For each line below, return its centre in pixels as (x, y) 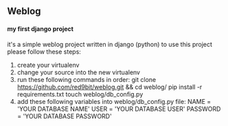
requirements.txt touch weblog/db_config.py (80, 94)
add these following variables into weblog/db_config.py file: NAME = (114, 101)
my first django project (41, 29)
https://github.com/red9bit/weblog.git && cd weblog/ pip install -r (110, 87)
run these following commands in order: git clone (87, 79)
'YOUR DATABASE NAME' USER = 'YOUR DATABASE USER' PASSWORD (119, 109)
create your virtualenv (48, 65)
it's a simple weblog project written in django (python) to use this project (110, 44)
